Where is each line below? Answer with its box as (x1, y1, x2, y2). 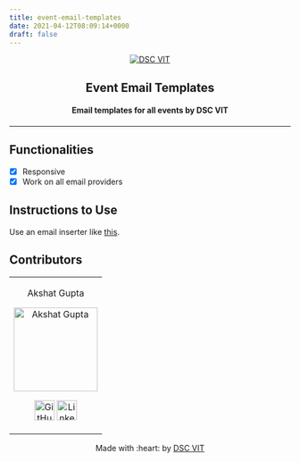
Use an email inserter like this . (9, 226, 121, 237)
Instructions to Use (9, 203, 118, 218)
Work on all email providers (21, 176, 123, 187)
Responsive (21, 166, 65, 177)
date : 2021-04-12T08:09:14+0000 (9, 21, 129, 30)
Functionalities (9, 142, 94, 157)
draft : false (9, 29, 58, 38)
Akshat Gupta (27, 287, 85, 299)
